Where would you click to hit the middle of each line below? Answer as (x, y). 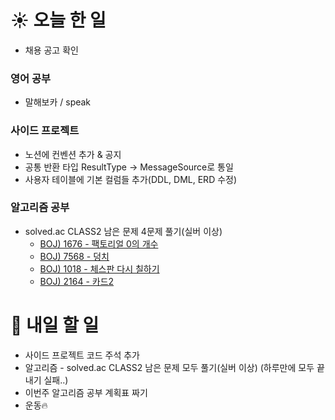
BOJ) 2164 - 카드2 (77, 281)
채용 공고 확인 (51, 50)
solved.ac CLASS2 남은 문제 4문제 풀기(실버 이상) (123, 231)
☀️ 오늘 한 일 (58, 20)
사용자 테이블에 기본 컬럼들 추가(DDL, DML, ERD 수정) (131, 179)
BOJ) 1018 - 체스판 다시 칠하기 (99, 268)
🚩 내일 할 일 (55, 325)
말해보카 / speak (58, 102)
